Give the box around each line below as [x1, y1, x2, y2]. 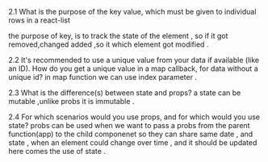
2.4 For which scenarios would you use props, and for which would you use [8, 112, 261, 122]
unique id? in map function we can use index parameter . [8, 73, 198, 81]
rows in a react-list [8, 15, 71, 25]
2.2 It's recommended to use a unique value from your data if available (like [8, 56, 260, 64]
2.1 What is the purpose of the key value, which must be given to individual [8, 7, 257, 16]
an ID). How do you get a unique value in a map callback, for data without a [8, 64, 258, 73]
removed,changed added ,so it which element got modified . [8, 39, 209, 49]
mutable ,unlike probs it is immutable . [8, 97, 135, 106]
